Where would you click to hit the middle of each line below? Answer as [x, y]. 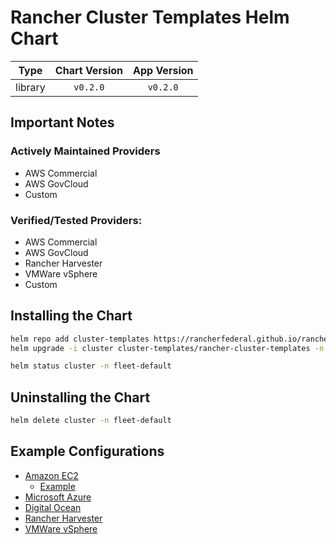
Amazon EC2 [51, 475]
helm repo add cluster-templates [80, 339]
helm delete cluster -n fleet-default [91, 421]
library [30, 87]
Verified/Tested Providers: [76, 220]
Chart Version [88, 70]
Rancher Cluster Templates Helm [150, 17]
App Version [163, 70]
